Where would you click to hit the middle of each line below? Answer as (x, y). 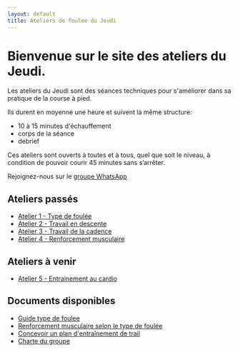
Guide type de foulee (49, 318)
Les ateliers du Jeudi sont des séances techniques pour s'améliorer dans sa (119, 91)
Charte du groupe (44, 341)
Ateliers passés (43, 199)
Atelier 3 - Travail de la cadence (65, 231)
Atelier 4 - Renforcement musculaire (71, 239)
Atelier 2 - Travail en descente (62, 224)
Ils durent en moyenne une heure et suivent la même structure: (100, 112)
